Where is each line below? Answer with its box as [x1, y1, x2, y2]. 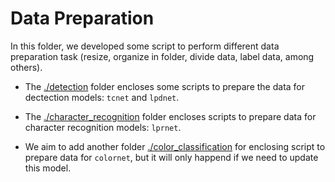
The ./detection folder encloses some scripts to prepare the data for [24, 80, 306, 92]
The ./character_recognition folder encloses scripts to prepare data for [24, 110, 317, 122]
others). [10, 61, 43, 73]
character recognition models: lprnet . [24, 121, 182, 133]
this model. [24, 162, 72, 174]
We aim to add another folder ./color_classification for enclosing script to [24, 140, 326, 152]
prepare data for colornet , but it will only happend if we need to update [24, 151, 319, 163]
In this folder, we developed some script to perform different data [10, 40, 280, 52]
